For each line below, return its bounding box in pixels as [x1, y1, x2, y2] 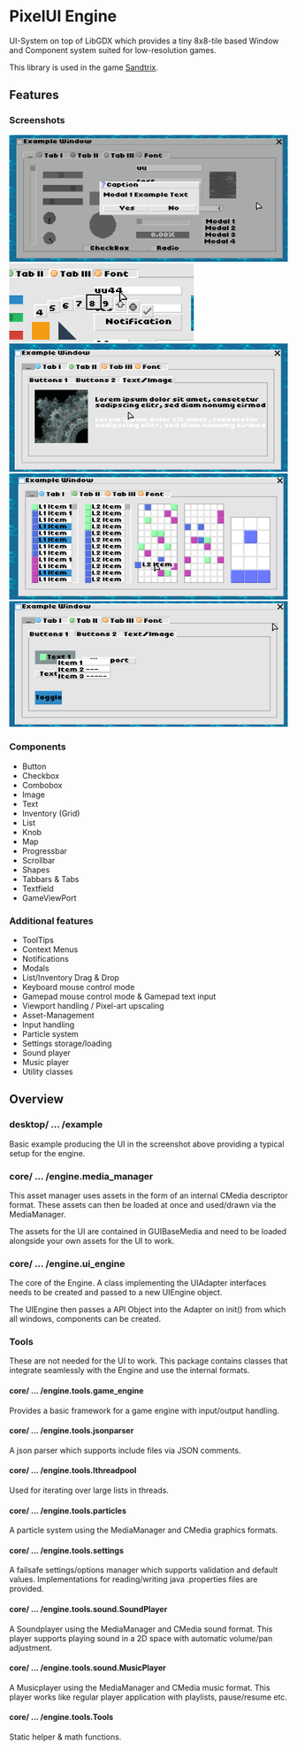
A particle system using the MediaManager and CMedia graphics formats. [9, 1524, 278, 1536]
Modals [21, 963, 50, 973]
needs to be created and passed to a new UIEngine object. [9, 1287, 223, 1298]
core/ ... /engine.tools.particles [9, 1505, 126, 1516]
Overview [9, 1092, 65, 1107]
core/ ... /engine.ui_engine [9, 1257, 126, 1270]
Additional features [9, 914, 95, 926]
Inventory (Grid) [21, 808, 80, 818]
